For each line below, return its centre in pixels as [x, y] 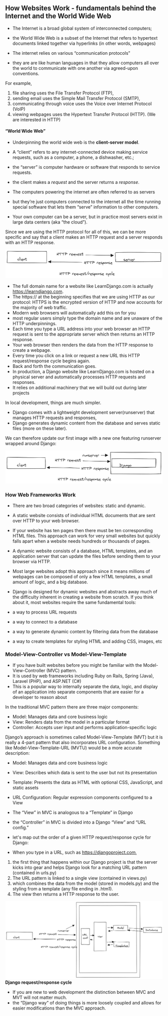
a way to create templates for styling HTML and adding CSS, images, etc [87, 641]
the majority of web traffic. [40, 308]
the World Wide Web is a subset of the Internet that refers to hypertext [85, 38]
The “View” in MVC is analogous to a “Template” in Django [73, 812]
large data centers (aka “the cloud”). [50, 222]
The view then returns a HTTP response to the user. [66, 894]
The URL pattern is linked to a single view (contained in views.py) [80, 878]
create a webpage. [32, 350]
